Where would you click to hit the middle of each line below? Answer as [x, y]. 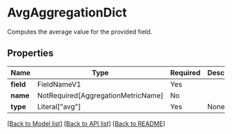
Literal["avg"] [59, 107]
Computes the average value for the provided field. [80, 32]
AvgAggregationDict [67, 13]
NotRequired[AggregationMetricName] [100, 96]
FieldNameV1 [59, 84]
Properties [30, 53]
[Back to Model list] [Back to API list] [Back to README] [86, 123]
